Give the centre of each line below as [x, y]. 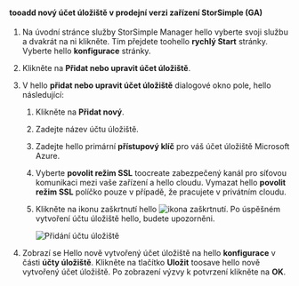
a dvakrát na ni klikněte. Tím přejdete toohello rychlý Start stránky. [145, 42]
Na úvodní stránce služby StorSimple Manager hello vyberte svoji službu [155, 32]
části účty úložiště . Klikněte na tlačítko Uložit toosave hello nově [141, 263]
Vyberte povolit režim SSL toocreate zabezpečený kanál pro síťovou [161, 173]
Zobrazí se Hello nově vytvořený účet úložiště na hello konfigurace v [149, 253]
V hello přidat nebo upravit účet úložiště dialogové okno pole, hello [146, 85]
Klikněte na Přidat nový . [80, 112]
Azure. [48, 156]
